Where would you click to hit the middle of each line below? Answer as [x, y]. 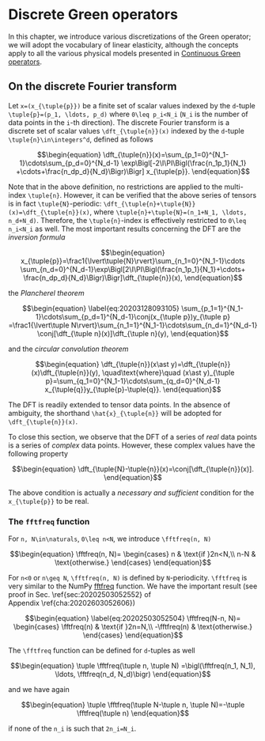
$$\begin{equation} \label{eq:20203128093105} [101, 308]
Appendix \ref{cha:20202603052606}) [72, 603]
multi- [234, 187]
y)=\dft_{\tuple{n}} [201, 364]
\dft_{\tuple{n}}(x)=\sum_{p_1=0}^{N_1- [166, 154]
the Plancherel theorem [46, 293]
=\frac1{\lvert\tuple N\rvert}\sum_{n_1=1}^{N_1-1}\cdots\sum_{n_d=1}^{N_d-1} [133, 325]
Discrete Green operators [93, 15]
